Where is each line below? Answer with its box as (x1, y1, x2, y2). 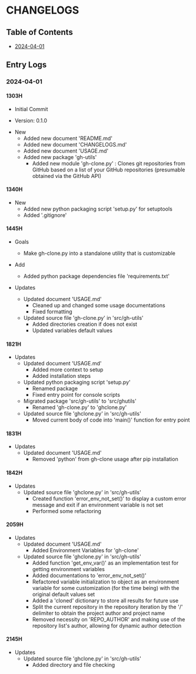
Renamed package (32, 385, 78, 392)
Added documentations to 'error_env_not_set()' (32, 572, 147, 579)
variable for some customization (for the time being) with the (32, 584, 180, 591)
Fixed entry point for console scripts (32, 391, 121, 398)
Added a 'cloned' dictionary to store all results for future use (32, 597, 178, 604)
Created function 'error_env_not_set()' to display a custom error (32, 495, 187, 502)
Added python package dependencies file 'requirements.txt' (23, 273, 170, 280)
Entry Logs (6, 60, 47, 70)
